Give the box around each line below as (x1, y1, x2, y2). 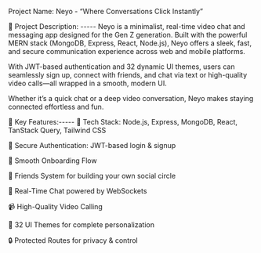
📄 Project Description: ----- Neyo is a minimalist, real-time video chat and (8, 22, 245, 31)
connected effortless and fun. (8, 102, 104, 111)
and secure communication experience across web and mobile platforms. (8, 47, 245, 56)
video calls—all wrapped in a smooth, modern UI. (8, 78, 167, 88)
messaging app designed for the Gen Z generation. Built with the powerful (8, 31, 248, 39)
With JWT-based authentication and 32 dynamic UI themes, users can (8, 62, 235, 71)
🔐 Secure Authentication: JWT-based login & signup (8, 141, 176, 150)
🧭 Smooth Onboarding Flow (8, 156, 97, 165)
